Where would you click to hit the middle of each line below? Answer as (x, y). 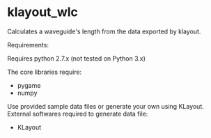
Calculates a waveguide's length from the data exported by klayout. (104, 31)
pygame (29, 85)
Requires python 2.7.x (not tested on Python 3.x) (77, 58)
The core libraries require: (45, 72)
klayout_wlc (43, 12)
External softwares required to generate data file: (78, 114)
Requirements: (28, 45)
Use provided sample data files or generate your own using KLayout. (105, 106)
